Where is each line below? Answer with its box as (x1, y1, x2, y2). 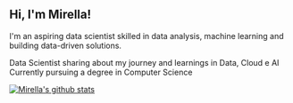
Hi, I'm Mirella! (9, 7, 92, 22)
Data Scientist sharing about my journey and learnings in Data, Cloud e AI (9, 57, 280, 67)
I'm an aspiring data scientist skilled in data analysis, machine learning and (9, 30, 284, 41)
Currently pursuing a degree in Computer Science (9, 67, 193, 77)
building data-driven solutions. (9, 40, 122, 51)
